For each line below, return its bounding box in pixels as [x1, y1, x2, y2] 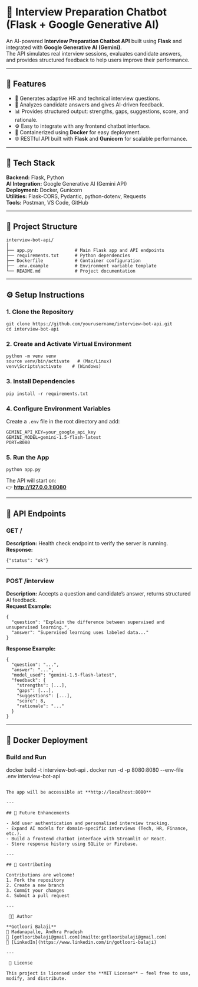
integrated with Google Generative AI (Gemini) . [6, 44, 122, 51]
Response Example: [6, 645, 56, 652]
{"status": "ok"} [6, 557, 49, 564]
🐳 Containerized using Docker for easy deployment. [14, 128, 141, 135]
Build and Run [6, 753, 47, 761]
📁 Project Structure [6, 221, 78, 231]
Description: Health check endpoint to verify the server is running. [6, 539, 169, 546]
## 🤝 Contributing [6, 862, 51, 868]
